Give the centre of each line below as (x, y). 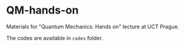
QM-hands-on (43, 10)
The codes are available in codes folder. (54, 38)
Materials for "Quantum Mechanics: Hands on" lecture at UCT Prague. (93, 27)
